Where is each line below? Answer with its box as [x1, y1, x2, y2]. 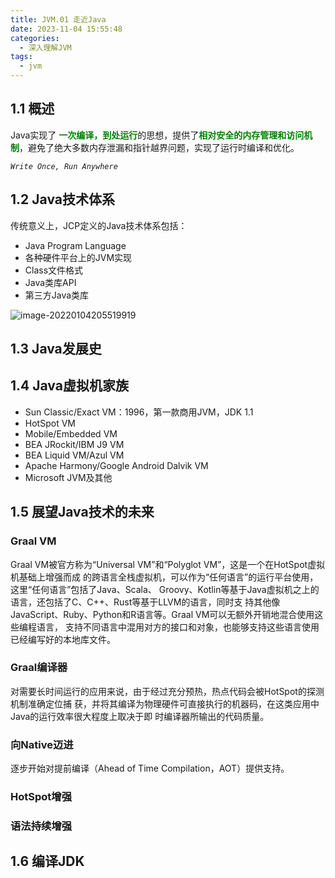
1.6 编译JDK [10, 853, 85, 870]
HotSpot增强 [10, 790, 73, 804]
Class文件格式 [24, 264, 84, 276]
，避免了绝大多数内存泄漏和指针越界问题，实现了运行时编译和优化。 [19, 141, 300, 153]
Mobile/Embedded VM [24, 427, 118, 440]
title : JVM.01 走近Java [10, 14, 107, 25]
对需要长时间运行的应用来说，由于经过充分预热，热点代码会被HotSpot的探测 [10, 685, 325, 697]
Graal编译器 [10, 661, 68, 675]
